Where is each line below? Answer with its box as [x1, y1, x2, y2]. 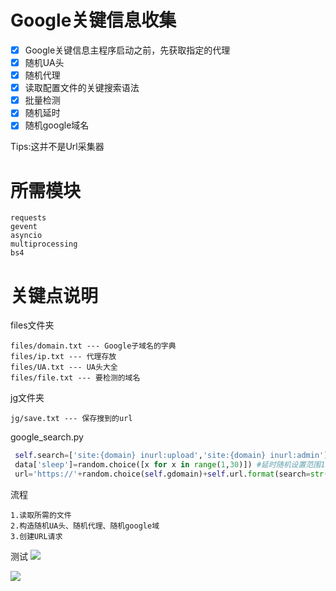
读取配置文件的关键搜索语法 [24, 82, 140, 94]
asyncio [10, 231, 43, 241]
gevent [10, 222, 38, 232]
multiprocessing [10, 239, 78, 250]
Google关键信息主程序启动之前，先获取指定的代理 [24, 44, 231, 56]
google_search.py [10, 431, 84, 443]
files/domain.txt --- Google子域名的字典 [10, 341, 177, 351]
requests [10, 213, 47, 223]
